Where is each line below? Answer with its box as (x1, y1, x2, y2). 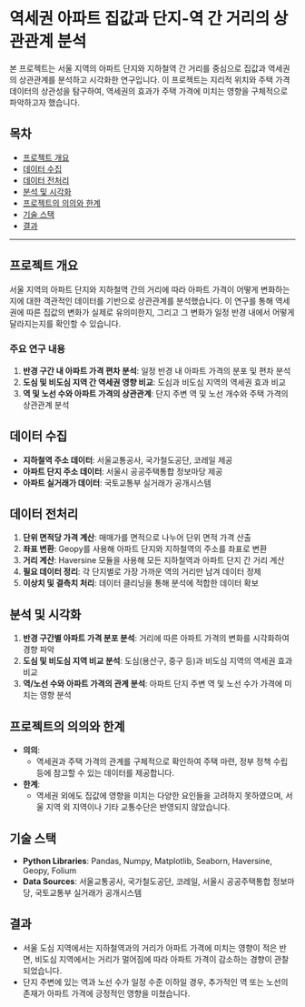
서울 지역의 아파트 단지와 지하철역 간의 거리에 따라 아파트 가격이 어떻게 (9, 284, 259, 295)
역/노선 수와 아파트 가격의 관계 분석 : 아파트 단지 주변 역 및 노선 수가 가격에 (22, 679, 283, 690)
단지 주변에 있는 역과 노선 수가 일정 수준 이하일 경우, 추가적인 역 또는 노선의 (22, 976, 289, 987)
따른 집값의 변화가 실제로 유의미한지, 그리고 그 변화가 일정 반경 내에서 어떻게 (25, 307, 295, 317)
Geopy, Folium (22, 865, 77, 876)
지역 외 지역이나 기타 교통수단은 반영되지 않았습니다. (45, 801, 231, 812)
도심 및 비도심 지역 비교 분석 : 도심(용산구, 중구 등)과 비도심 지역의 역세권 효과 (22, 656, 293, 667)
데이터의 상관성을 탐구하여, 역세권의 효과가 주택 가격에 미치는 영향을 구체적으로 (9, 86, 289, 96)
